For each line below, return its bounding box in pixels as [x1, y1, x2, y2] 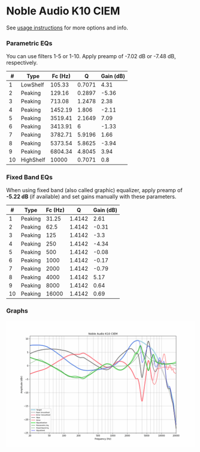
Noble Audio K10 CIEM [6, 4, 120, 18]
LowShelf [20, 81, 44, 88]
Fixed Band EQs [6, 173, 53, 181]
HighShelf [20, 156, 46, 163]
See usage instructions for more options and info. [6, 24, 129, 31]
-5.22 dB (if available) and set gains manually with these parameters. [6, 193, 177, 200]
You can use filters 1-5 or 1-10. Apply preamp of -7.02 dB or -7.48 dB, [6, 53, 177, 60]
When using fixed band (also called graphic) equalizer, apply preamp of [6, 187, 183, 194]
